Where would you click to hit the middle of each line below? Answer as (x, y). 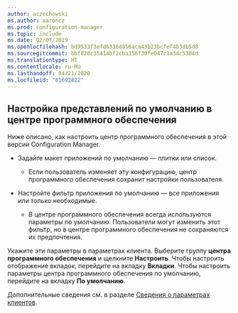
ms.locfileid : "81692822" (45, 80)
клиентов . (22, 302)
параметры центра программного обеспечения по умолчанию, (104, 273)
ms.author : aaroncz (36, 21)
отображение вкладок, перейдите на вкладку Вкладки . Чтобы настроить (119, 266)
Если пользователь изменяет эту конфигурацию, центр (113, 172)
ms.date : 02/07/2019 (38, 40)
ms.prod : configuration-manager (55, 27)
